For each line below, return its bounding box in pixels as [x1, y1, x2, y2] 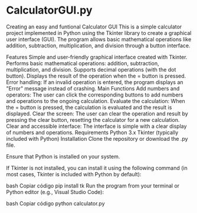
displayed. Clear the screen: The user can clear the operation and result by [6, 110, 189, 117]
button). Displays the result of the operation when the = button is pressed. [6, 72, 186, 79]
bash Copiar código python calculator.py [6, 199, 105, 207]
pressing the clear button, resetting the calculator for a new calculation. [6, 116, 180, 123]
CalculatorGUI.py [6, 4, 93, 17]
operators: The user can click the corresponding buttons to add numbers [6, 91, 184, 98]
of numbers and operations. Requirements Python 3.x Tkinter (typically [6, 128, 179, 136]
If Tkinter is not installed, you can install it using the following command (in [6, 164, 188, 172]
